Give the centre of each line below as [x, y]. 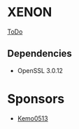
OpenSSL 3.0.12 [40, 70]
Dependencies [39, 54]
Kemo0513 [33, 118]
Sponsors [36, 99]
